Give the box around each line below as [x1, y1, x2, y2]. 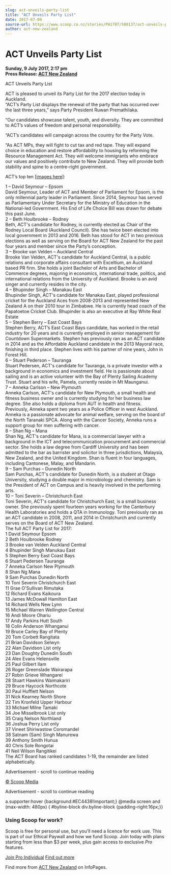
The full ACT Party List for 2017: [5, 526, 72, 532]
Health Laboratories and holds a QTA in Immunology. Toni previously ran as [5, 509, 163, 515]
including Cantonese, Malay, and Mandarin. [5, 460, 96, 466]
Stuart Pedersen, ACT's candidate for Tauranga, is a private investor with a [5, 363, 162, 369]
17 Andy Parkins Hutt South [5, 618, 63, 624]
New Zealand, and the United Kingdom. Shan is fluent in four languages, [5, 455, 157, 461]
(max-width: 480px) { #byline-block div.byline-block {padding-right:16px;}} [5, 804, 163, 810]
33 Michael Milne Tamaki [5, 704, 58, 711]
